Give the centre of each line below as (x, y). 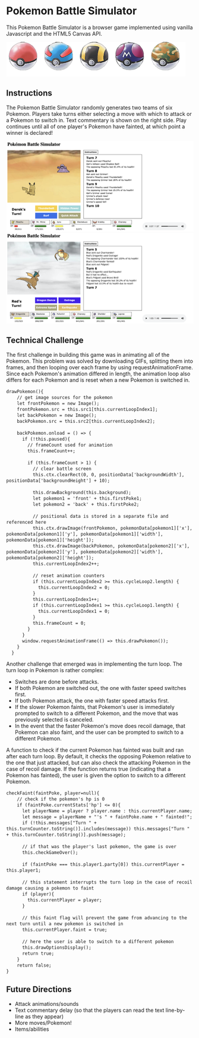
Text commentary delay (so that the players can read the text (89, 1010)
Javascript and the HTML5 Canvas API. (54, 33)
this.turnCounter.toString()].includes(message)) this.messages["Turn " (98, 829)
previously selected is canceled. (54, 719)
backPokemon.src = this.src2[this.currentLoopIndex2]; (86, 421)
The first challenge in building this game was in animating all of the (88, 355)
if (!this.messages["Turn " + (59, 823)
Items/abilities (32, 1029)
